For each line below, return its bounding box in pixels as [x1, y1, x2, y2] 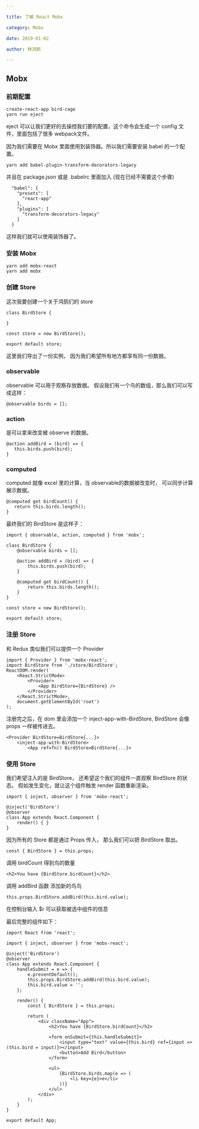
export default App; [6, 1118, 58, 1124]
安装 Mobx [6, 249, 37, 257]
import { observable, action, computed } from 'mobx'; [6, 532, 145, 538]
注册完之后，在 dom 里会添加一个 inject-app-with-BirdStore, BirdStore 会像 [6, 715, 189, 722]
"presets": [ [17, 190, 49, 197]
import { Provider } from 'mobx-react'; [6, 657, 108, 663]
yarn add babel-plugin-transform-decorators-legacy [6, 162, 137, 168]
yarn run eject [6, 111, 44, 117]
